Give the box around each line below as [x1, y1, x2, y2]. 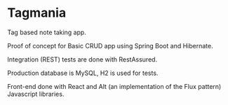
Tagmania [7, 5, 67, 21]
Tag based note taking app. [7, 28, 86, 36]
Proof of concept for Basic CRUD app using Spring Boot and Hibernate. [7, 41, 213, 50]
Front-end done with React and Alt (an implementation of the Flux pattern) [7, 82, 222, 90]
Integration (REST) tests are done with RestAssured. [7, 55, 158, 64]
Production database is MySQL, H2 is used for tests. [7, 69, 159, 77]
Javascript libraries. [7, 90, 65, 98]
